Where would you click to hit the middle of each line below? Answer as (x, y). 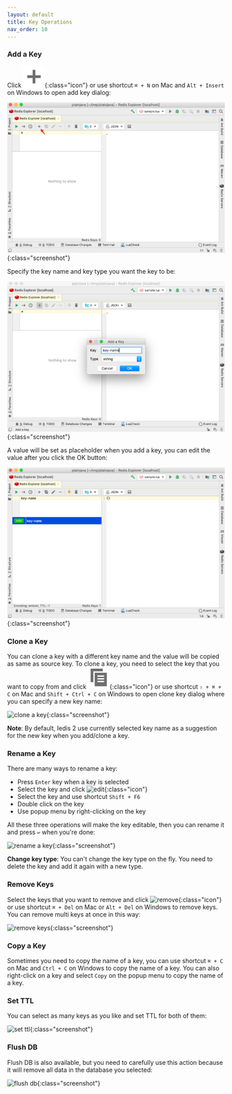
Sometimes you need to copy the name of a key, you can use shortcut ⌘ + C (115, 960)
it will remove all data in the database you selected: (80, 1070)
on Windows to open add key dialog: (59, 92)
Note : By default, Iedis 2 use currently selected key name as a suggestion (112, 728)
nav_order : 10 (28, 29)
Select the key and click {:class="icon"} (83, 789)
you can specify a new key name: (55, 702)
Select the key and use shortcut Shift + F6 (78, 797)
